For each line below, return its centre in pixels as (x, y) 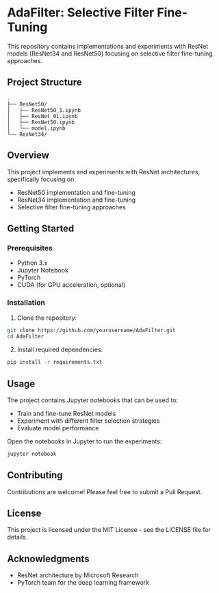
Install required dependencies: (60, 350)
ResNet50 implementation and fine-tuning (76, 192)
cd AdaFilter (26, 337)
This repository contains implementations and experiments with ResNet (108, 46)
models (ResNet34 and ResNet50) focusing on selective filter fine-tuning (110, 54)
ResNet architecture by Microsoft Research (78, 575)
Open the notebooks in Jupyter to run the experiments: (85, 441)
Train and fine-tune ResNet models (66, 413)
